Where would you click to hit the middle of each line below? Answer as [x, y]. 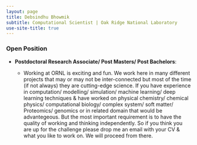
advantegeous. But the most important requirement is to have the [102, 117]
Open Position [27, 49]
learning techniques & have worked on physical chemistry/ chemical [106, 98]
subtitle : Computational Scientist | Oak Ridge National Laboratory [92, 22]
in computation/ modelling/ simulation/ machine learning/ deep [99, 91]
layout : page [22, 11]
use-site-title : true [33, 28]
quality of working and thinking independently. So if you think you [103, 123]
